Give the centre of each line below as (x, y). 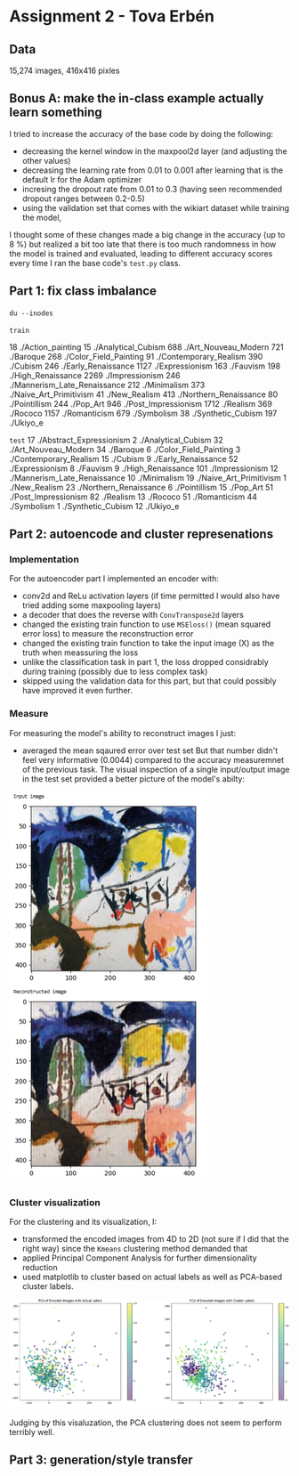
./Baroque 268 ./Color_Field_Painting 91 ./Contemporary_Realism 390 (136, 356)
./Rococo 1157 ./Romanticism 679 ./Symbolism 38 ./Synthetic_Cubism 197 (143, 413)
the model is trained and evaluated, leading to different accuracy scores (141, 253)
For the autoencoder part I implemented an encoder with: (114, 579)
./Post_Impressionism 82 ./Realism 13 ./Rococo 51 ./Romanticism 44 (133, 497)
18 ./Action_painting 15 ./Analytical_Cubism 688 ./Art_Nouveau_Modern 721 (146, 347)
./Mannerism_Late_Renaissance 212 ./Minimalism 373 (107, 385)
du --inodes (31, 313)
